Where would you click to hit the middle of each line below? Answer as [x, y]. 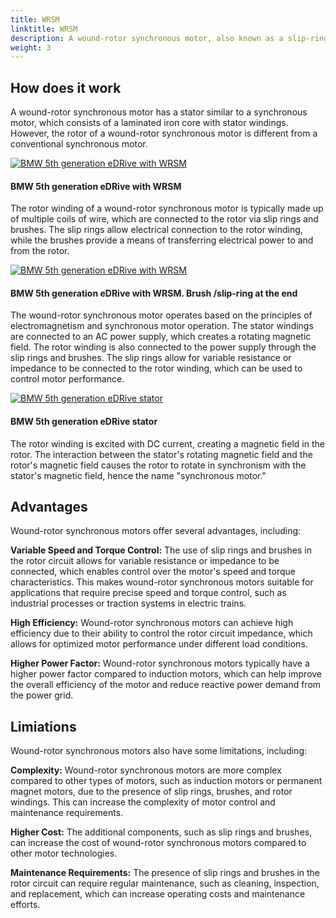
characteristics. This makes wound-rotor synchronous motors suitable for [162, 582]
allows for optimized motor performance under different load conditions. [159, 644]
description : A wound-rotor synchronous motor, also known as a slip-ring [169, 38]
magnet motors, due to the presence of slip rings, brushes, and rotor [151, 792]
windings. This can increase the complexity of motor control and [143, 802]
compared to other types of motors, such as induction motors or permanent [166, 781]
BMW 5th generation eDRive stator [84, 422]
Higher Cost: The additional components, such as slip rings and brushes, [161, 832]
